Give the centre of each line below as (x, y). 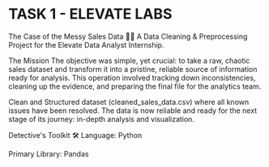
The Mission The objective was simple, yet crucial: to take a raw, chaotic (129, 61)
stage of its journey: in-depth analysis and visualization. (101, 119)
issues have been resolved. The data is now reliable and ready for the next (133, 111)
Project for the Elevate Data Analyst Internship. (86, 44)
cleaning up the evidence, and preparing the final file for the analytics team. (135, 86)
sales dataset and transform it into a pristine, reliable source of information (133, 69)
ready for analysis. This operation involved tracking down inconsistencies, (132, 77)
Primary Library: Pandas (49, 153)
